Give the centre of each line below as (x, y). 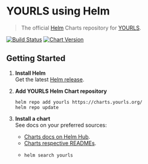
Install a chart (33, 118)
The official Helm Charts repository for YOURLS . (81, 28)
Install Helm (30, 73)
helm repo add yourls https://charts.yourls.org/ (79, 102)
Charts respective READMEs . (60, 143)
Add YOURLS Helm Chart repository (61, 91)
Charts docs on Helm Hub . (57, 136)
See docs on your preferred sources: (61, 125)
